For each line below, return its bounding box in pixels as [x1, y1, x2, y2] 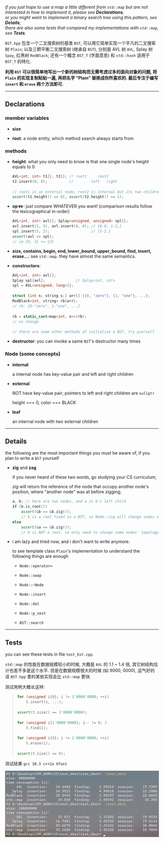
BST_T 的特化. [5, 59, 32, 64]
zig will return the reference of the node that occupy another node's [12, 484, 149, 490]
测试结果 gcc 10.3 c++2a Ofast [5, 760, 67, 766]
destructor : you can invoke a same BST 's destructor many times [12, 338, 141, 344]
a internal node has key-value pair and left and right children [12, 371, 134, 377]
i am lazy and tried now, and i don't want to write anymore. [12, 539, 130, 544]
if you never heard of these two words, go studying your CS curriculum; [12, 474, 157, 480]
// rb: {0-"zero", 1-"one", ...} [12, 303, 81, 308]
